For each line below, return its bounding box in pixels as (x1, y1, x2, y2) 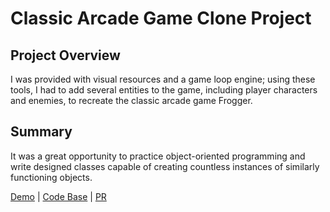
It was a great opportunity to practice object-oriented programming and (10, 150, 306, 162)
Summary (10, 123, 73, 141)
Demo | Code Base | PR (10, 190, 107, 202)
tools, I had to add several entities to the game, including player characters (10, 84, 318, 96)
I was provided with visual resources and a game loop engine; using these (10, 73, 316, 85)
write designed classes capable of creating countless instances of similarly (10, 160, 320, 172)
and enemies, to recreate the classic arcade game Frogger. (10, 95, 253, 106)
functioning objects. (10, 171, 93, 183)
